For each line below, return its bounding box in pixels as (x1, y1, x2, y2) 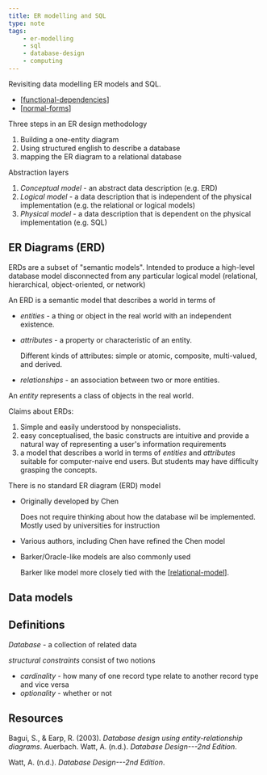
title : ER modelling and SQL (8, 11, 106, 20)
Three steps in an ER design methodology (8, 119, 148, 128)
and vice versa (19, 680, 70, 689)
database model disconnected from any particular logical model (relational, (8, 271, 258, 280)
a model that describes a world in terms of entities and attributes (19, 448, 236, 457)
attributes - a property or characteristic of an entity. (19, 335, 192, 344)
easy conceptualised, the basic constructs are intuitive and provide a (19, 430, 250, 440)
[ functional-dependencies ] (19, 95, 110, 104)
